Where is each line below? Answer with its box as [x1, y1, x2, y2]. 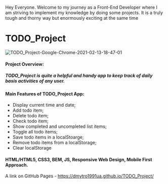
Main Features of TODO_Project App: [5, 90, 85, 97]
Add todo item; [12, 107, 44, 113]
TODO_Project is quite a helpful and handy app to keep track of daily [5, 73, 153, 79]
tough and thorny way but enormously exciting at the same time [5, 15, 139, 21]
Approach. [5, 162, 28, 168]
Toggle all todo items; [12, 129, 58, 135]
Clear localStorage [12, 145, 52, 151]
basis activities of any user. [5, 78, 65, 84]
